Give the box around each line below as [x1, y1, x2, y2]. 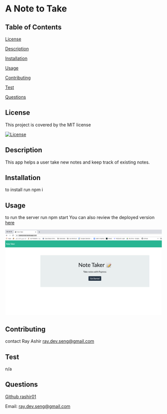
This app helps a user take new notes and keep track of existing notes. [5, 159, 150, 165]
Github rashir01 [5, 394, 36, 400]
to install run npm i [5, 187, 43, 193]
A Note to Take [5, 3, 67, 14]
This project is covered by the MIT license [5, 122, 91, 128]
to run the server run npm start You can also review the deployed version [5, 214, 155, 220]
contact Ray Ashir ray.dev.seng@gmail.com [5, 338, 94, 344]
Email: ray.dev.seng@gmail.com [5, 403, 71, 409]
